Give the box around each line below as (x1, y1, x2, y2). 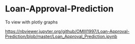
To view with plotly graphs (5, 19, 58, 25)
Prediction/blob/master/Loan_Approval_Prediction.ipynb (5, 33, 117, 39)
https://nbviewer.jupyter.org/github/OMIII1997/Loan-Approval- (5, 28, 130, 34)
